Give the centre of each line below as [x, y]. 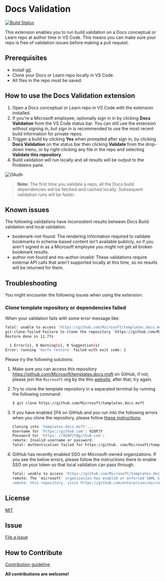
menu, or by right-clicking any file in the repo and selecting [84, 149]
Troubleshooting [31, 283]
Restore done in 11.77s [29, 337]
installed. [21, 113]
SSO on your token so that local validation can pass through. [73, 465]
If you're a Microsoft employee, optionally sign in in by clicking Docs [81, 118]
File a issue [16, 537]
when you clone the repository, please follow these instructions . [77, 417]
